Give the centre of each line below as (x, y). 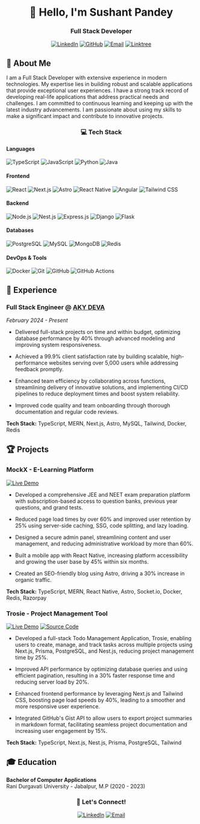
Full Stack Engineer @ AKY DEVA (56, 307)
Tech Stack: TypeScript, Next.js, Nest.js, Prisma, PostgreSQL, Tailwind (94, 742)
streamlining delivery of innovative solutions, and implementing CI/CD (102, 387)
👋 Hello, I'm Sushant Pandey (101, 12)
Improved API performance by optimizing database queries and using (101, 669)
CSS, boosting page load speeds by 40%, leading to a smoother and (100, 700)
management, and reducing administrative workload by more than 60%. (104, 543)
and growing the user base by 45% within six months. (82, 561)
